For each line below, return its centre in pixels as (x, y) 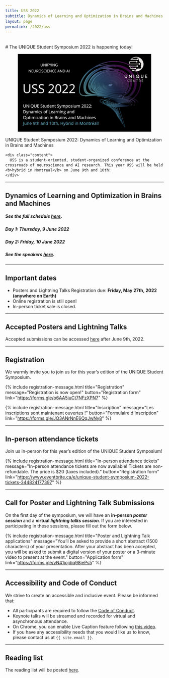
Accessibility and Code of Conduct (61, 583)
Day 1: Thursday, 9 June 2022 (37, 229)
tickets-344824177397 (29, 482)
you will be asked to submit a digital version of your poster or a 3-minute (80, 552)
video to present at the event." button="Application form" (64, 557)
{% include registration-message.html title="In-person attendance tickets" (82, 461)
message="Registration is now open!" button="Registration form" (73, 393)
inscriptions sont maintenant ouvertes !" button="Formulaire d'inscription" (82, 413)
